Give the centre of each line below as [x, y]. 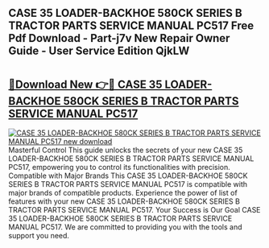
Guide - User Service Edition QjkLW [99, 51]
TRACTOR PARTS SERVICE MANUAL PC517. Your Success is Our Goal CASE [134, 210]
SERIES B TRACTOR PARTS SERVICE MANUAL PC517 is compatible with [128, 184]
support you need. [39, 236]
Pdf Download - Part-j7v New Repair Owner [119, 38]
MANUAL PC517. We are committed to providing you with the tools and [125, 227]
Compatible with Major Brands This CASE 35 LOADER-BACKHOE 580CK [128, 176]
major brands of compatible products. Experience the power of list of [123, 193]
